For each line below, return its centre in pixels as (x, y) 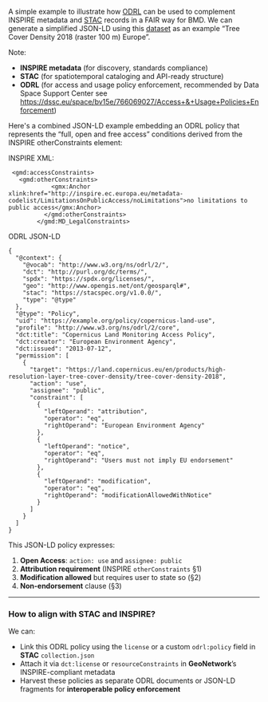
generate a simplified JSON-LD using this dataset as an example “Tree (124, 28)
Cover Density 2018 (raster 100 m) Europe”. (79, 37)
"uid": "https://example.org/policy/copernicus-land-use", (116, 321)
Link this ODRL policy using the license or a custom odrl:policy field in (138, 647)
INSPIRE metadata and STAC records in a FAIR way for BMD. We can (120, 20)
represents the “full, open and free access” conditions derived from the (126, 134)
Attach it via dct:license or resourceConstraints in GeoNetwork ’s (128, 664)
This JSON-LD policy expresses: (62, 545)
